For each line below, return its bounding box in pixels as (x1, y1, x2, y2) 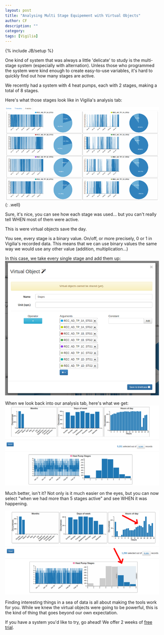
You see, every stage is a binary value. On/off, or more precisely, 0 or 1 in (5, 235, 152, 241)
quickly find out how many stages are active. (5, 73, 95, 78)
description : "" (5, 24, 38, 28)
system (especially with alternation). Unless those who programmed (17, 63, 155, 68)
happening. (5, 501, 28, 507)
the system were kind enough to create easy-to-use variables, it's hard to (5, 68, 153, 73)
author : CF (5, 18, 27, 23)
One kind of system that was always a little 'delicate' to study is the (5, 57, 140, 63)
